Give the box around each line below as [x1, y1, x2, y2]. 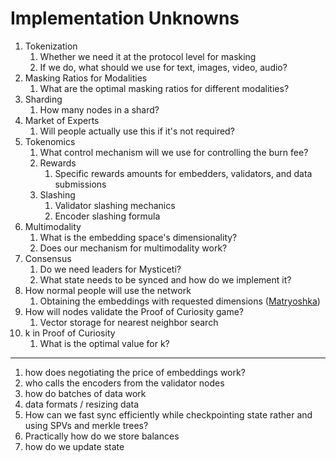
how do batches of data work [24, 387, 147, 399]
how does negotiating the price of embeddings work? [24, 366, 246, 378]
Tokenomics [24, 135, 76, 147]
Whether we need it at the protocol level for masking [39, 50, 257, 62]
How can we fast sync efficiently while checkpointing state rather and [24, 408, 313, 421]
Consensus [24, 252, 72, 264]
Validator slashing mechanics [54, 199, 176, 211]
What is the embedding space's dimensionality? [39, 231, 238, 243]
